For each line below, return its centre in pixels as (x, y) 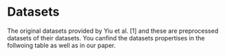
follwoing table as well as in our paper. (61, 45)
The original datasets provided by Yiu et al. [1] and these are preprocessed (113, 31)
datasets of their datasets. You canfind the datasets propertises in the (106, 38)
